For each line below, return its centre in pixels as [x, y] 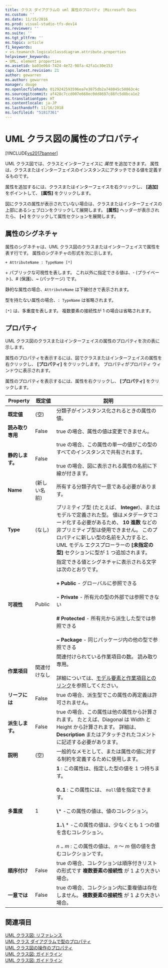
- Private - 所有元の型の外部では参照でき [105, 597]
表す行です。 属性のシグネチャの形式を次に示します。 [60, 253]
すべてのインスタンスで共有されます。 [101, 452]
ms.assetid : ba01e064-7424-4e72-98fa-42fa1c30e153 [59, 66]
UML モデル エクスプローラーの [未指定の [105, 545]
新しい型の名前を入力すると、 [116, 538]
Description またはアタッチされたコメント [106, 735]
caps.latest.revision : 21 [32, 71]
